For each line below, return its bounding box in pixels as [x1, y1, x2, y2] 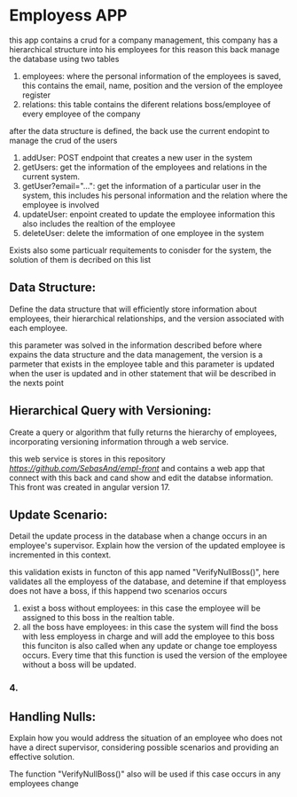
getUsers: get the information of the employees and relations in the [21, 162, 268, 172]
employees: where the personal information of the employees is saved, [21, 70, 282, 81]
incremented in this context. [9, 549, 112, 560]
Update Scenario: [9, 507, 108, 522]
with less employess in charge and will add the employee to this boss [21, 631, 275, 642]
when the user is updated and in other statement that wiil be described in [9, 367, 277, 378]
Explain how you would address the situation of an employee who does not [9, 733, 283, 744]
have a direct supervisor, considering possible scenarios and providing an [9, 742, 279, 753]
